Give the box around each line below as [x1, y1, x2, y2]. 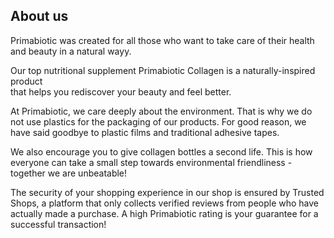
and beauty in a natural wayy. [10, 45, 132, 57]
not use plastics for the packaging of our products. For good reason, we [10, 115, 307, 128]
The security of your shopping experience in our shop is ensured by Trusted [10, 186, 325, 198]
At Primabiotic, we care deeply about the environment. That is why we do [10, 105, 313, 117]
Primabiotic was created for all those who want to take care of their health [10, 34, 315, 46]
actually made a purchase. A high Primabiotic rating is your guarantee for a [10, 207, 319, 219]
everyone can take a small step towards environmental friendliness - [10, 156, 293, 168]
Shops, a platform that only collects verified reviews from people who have [10, 197, 320, 209]
